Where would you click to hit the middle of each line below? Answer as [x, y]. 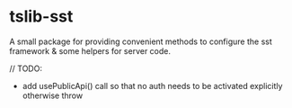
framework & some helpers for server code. [90, 50]
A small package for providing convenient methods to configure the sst [141, 41]
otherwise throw [53, 95]
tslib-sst [41, 17]
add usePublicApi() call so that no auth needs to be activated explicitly [152, 85]
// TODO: [26, 68]
